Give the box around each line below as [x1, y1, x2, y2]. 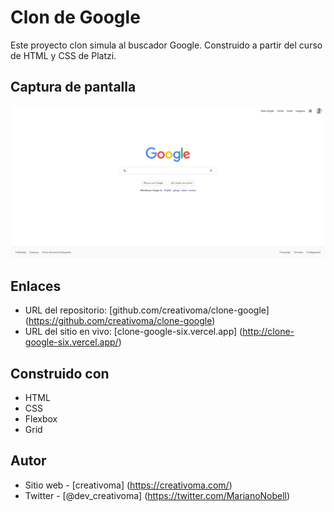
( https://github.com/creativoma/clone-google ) [24, 315, 216, 327]
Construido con [10, 365, 110, 382]
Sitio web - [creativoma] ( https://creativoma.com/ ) [24, 479, 233, 491]
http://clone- [242, 326, 295, 338]
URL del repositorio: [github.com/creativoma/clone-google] [24, 304, 270, 316]
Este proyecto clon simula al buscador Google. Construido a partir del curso [10, 39, 323, 51]
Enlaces [10, 277, 62, 295]
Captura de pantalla [10, 79, 137, 96]
